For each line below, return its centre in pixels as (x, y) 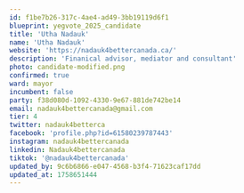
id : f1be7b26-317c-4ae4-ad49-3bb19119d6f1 (89, 17)
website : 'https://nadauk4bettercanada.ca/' (93, 51)
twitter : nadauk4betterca (57, 125)
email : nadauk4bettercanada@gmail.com (81, 109)
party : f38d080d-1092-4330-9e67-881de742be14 (95, 100)
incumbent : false (41, 92)
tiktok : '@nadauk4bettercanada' (69, 158)
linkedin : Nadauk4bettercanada (67, 149)
